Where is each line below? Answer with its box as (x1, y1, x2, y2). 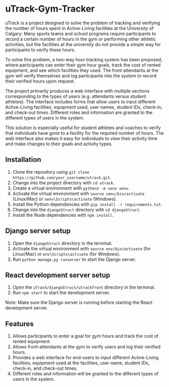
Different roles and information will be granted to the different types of (12, 371, 159, 377)
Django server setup (5, 226, 71, 236)
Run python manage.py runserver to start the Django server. (12, 256, 136, 262)
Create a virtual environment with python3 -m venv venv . (12, 185, 130, 191)
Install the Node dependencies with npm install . (12, 212, 114, 218)
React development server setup (5, 270, 110, 279)
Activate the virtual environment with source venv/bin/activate (12, 190, 145, 197)
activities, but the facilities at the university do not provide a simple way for (5, 41, 161, 47)
